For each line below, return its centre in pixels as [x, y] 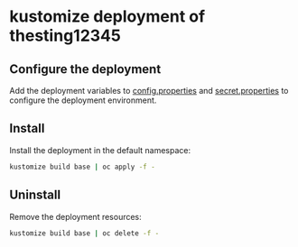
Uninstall [35, 195]
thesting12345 [65, 36]
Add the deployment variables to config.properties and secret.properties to [149, 91]
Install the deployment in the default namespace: [100, 150]
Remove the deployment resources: [75, 216]
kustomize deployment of [107, 17]
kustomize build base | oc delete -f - [84, 233]
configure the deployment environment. [83, 100]
